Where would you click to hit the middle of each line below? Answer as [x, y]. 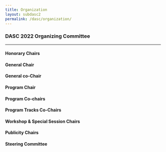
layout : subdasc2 [23, 14]
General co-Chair [23, 76]
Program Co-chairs [25, 99]
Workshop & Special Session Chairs [43, 121]
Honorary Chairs [23, 53]
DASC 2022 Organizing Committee [48, 36]
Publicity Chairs [22, 133]
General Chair [20, 64]
